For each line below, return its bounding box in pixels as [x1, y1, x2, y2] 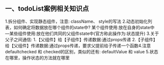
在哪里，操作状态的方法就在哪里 [5, 55, 70, 61]
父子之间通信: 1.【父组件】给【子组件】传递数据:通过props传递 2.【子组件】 [5, 36, 158, 42]
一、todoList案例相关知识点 [5, 4, 89, 13]
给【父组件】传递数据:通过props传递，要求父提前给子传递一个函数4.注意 [5, 43, 151, 49]
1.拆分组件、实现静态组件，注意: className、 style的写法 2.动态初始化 [5, 18, 148, 24]
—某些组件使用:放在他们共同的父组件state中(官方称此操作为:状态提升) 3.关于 [5, 31, 160, 36]
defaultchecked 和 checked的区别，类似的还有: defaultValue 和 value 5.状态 [5, 49, 159, 54]
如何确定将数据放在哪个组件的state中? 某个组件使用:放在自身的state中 [13, 24, 155, 30]
